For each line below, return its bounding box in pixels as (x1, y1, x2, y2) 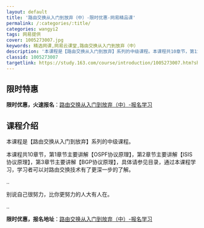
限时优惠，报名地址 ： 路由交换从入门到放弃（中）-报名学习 (6, 215, 153, 223)
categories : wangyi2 (6, 26, 59, 32)
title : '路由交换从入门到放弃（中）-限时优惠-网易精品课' (6, 15, 136, 21)
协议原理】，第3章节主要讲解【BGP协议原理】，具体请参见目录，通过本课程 (6, 159, 191, 166)
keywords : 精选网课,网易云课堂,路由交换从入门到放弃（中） (6, 43, 138, 49)
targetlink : (6, 60, 36, 66)
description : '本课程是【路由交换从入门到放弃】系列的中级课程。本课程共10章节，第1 (6, 49, 197, 55)
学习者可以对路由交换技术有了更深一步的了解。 (16, 166, 134, 173)
